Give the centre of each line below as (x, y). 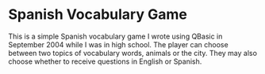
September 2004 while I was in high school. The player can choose (118, 44)
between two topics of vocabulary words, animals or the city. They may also (133, 53)
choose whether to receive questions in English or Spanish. (105, 61)
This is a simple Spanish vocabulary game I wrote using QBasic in (115, 36)
